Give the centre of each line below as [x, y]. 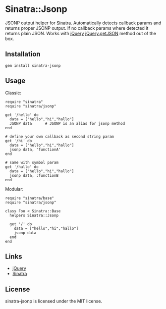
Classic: [13, 93]
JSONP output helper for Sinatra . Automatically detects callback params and [83, 23]
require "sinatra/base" [30, 198]
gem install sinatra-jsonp [33, 65]
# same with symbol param [32, 162]
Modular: [14, 189]
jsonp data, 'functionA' [35, 150]
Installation [23, 54]
